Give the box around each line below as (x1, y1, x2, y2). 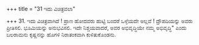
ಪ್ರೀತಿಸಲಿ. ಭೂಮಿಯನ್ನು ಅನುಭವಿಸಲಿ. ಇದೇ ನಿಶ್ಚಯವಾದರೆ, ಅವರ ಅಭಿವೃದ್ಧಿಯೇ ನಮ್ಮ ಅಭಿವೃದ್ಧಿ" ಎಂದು (6, 24, 187, 31)
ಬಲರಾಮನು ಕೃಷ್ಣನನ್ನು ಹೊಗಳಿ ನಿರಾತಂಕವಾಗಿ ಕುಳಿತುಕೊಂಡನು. (6, 31, 117, 38)
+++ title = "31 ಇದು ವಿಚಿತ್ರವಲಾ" (6, 5, 76, 12)
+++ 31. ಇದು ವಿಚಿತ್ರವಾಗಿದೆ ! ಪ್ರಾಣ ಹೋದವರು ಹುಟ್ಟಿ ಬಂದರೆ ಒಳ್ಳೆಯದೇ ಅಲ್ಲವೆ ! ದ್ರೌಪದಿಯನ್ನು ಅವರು (6, 18, 194, 24)
